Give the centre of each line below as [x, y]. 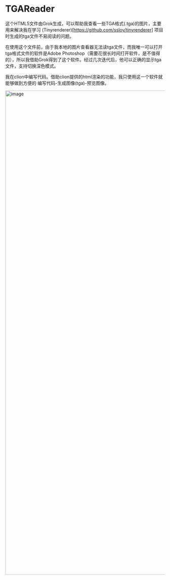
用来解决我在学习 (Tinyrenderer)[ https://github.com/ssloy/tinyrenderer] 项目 [84, 30]
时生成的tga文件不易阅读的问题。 [40, 36]
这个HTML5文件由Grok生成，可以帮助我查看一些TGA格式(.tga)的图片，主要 [83, 23]
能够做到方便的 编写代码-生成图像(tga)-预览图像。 [57, 83]
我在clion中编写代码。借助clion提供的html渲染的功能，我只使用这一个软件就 [84, 77]
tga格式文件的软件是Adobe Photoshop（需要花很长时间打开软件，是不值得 [83, 53]
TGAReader [30, 9]
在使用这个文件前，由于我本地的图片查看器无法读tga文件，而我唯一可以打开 [84, 47]
